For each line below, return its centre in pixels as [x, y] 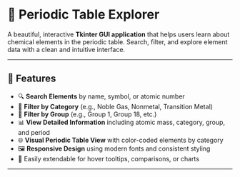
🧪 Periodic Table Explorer [84, 15]
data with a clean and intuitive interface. [66, 49]
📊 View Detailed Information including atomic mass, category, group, [121, 122]
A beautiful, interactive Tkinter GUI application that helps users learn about [119, 34]
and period [34, 132]
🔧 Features [32, 79]
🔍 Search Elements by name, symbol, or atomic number [101, 96]
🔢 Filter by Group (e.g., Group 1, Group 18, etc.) [87, 114]
